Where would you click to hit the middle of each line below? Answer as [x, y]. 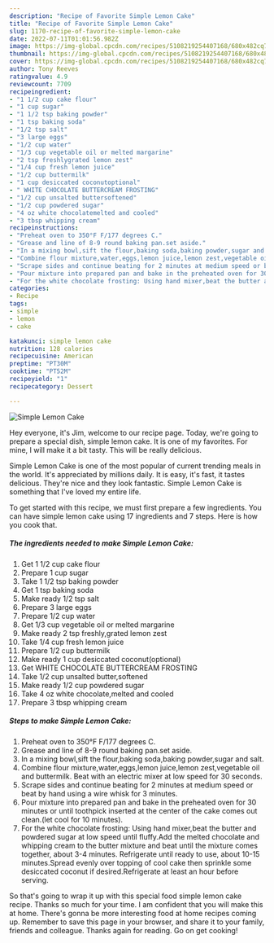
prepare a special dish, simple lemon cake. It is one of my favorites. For [128, 441]
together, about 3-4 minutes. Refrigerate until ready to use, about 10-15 [140, 854]
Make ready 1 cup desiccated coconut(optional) [101, 659]
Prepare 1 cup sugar [54, 572]
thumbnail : [28, 54]
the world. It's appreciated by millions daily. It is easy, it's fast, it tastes [127, 474]
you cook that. [33, 524]
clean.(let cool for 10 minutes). [72, 819]
